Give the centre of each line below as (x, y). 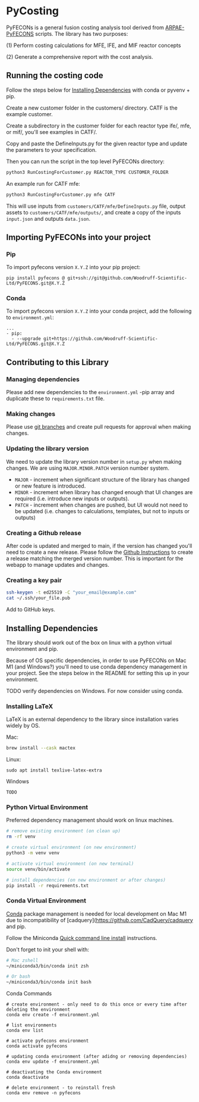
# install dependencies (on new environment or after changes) (86, 880)
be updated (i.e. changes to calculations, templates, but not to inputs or (102, 511)
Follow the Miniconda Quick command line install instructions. (82, 938)
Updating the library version (48, 449)
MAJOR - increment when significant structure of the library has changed (102, 479)
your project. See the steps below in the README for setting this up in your (98, 673)
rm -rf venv (21, 837)
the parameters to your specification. (51, 149)
